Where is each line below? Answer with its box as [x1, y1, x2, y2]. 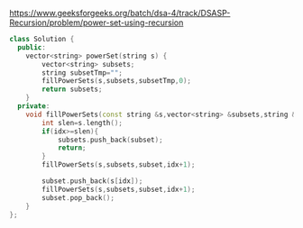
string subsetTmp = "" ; [41, 68, 124, 78]
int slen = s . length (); [41, 118, 124, 127]
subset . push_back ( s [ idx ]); [41, 177, 143, 186]
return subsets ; [41, 85, 103, 94]
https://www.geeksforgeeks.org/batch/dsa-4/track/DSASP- [9, 8, 231, 18]
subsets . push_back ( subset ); [57, 135, 164, 144]
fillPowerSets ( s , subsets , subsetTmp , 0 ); [41, 77, 192, 86]
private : [17, 102, 50, 111]
